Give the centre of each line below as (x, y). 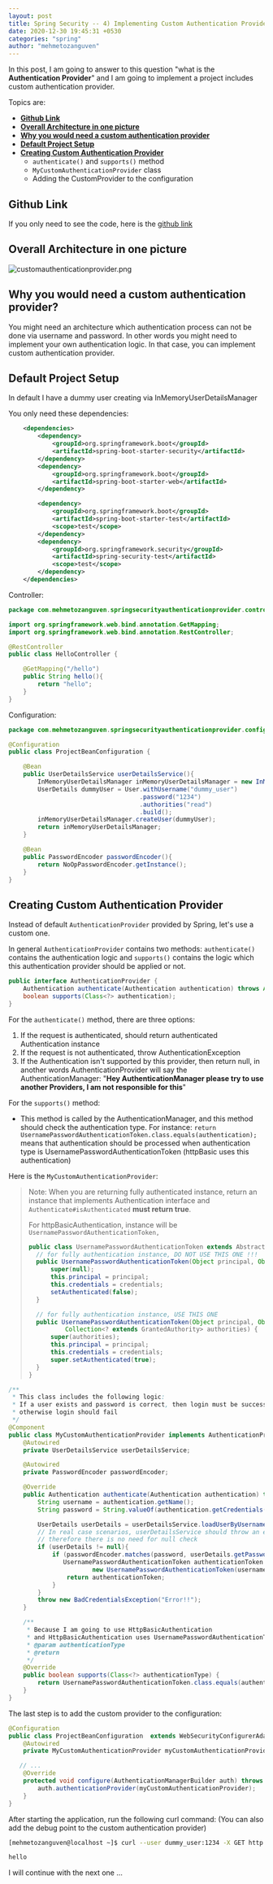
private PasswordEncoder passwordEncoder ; (96, 1472)
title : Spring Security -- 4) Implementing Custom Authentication (123, 24)
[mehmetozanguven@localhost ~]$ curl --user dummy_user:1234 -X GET (127, 1843)
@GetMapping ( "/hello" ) (61, 669)
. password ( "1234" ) (170, 797)
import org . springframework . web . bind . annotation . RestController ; (121, 632)
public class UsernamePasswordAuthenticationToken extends (130, 1247)
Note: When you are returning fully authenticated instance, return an (143, 1192)
